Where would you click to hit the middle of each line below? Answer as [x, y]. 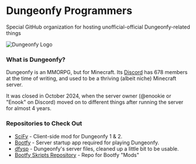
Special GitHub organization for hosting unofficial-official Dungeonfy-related [98, 27]
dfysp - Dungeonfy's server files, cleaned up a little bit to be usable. [97, 149]
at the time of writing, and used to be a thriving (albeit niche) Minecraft [91, 78]
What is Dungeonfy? [36, 60]
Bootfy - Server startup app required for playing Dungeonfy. [87, 142]
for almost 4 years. [29, 109]
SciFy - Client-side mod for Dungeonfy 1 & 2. [68, 136]
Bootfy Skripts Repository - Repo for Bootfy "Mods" [77, 155]
